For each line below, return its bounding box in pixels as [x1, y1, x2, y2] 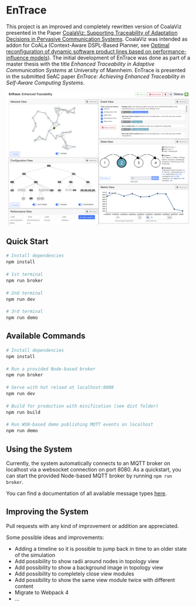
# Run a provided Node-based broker [6, 366, 96, 372]
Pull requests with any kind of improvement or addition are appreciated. [6, 522, 179, 529]
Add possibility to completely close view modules [14, 570, 134, 577]
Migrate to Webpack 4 [14, 588, 69, 596]
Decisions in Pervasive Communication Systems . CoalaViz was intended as [6, 35, 188, 42]
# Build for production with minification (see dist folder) [6, 403, 159, 409]
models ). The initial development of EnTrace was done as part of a [30, 54, 191, 61]
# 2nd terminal [6, 290, 43, 296]
